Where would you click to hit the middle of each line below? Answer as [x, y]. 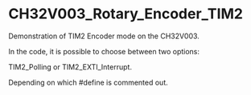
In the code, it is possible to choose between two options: [104, 51]
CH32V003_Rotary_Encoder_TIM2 [126, 14]
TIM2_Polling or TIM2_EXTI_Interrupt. [70, 67]
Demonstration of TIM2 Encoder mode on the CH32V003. [104, 36]
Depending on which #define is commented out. [88, 82]
